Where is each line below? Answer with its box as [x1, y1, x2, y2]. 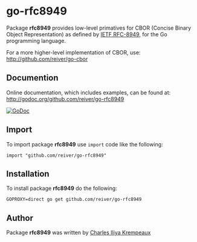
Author [6, 213, 33, 223]
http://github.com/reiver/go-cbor [6, 55, 88, 62]
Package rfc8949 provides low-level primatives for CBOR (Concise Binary [6, 24, 192, 31]
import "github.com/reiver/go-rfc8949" [6, 152, 107, 159]
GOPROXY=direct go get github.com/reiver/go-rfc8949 [6, 197, 142, 203]
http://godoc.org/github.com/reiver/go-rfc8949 [6, 95, 124, 102]
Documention [6, 73, 59, 83]
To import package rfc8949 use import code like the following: [6, 140, 163, 148]
